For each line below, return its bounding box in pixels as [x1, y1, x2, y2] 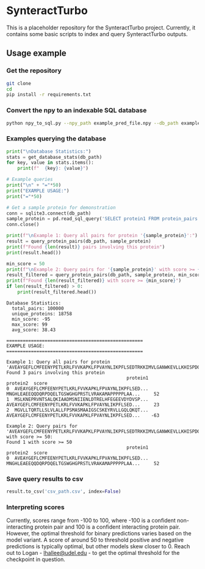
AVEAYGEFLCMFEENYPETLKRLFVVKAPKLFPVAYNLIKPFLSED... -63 [6, 412, 160, 419]
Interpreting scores [6, 503, 65, 512]
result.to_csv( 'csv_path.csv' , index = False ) [6, 488, 121, 495]
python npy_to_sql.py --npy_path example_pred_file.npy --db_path [6, 120, 179, 126]
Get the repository [6, 67, 62, 75]
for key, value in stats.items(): [6, 160, 95, 166]
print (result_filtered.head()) [17, 289, 97, 295]
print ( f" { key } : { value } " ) [17, 166, 88, 172]
